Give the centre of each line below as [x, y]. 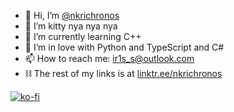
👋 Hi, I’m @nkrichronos [72, 15]
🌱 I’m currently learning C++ [83, 36]
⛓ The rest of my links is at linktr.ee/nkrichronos [123, 73]
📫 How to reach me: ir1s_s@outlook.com [109, 58]
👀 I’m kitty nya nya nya [71, 26]
